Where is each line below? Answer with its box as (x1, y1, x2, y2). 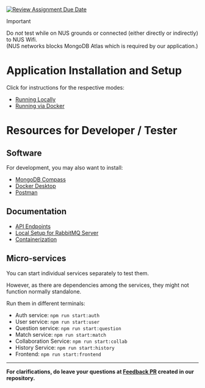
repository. (6, 374, 35, 381)
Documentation (6, 206, 67, 217)
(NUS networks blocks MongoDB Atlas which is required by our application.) (6, 43, 198, 49)
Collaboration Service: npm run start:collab (15, 337, 128, 345)
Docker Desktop (15, 182, 56, 189)
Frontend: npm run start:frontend (15, 350, 102, 357)
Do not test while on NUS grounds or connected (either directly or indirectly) (6, 29, 198, 37)
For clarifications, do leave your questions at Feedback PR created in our (6, 368, 194, 375)
